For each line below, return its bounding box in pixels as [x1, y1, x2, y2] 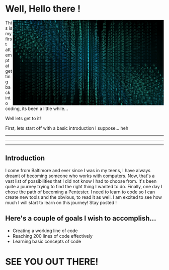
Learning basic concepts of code [12, 238, 81, 244]
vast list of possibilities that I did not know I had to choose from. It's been [5, 178, 157, 184]
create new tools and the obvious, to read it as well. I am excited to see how [5, 194, 162, 200]
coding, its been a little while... [5, 105, 68, 112]
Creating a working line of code [12, 228, 78, 234]
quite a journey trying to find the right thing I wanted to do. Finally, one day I [5, 183, 162, 189]
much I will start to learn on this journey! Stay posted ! [5, 199, 117, 205]
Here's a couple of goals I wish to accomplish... [5, 214, 157, 223]
